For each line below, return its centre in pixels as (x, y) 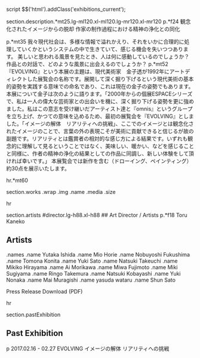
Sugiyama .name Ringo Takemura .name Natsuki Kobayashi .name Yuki (93, 273)
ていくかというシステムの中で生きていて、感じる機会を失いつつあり (100, 49)
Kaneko (16, 221)
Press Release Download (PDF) (44, 291)
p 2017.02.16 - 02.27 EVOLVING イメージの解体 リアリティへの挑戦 (88, 348)
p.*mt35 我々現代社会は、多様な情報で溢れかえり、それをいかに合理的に (95, 41)
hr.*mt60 (17, 180)
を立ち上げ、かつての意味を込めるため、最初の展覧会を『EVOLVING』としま (100, 116)
